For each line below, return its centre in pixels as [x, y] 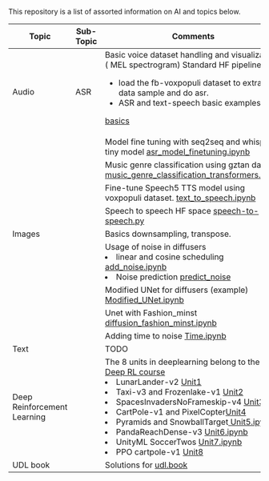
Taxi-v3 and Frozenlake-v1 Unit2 [180, 392]
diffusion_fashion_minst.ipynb [161, 323]
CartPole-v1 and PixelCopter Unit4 [181, 412]
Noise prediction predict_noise [173, 277]
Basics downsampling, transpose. [168, 234]
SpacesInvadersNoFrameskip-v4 [179, 402]
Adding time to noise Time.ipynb [166, 336]
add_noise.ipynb [136, 267]
